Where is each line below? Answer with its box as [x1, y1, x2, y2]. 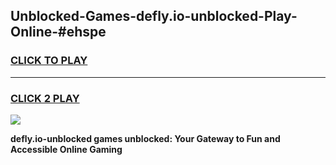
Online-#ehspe [10, 24, 107, 41]
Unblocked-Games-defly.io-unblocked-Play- [10, 8, 298, 25]
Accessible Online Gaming [10, 143, 123, 155]
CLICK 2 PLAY [10, 91, 80, 105]
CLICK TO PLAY [10, 54, 88, 68]
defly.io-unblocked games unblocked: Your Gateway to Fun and [10, 132, 281, 144]
